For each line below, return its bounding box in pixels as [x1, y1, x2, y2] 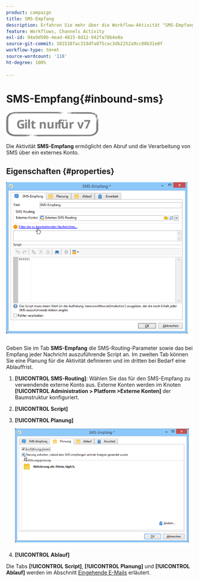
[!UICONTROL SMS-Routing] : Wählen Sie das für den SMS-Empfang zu [14, 375, 191, 382]
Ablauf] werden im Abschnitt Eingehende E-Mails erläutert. [6, 569, 151, 576]
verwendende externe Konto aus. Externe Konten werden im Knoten [14, 381, 181, 388]
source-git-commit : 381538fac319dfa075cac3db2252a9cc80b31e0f [6, 41, 163, 47]
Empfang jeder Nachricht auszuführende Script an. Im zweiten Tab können [6, 351, 188, 358]
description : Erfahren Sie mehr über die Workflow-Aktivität [6, 22, 161, 28]
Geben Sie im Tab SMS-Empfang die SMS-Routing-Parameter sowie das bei [6, 344, 193, 352]
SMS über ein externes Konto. [6, 149, 79, 156]
